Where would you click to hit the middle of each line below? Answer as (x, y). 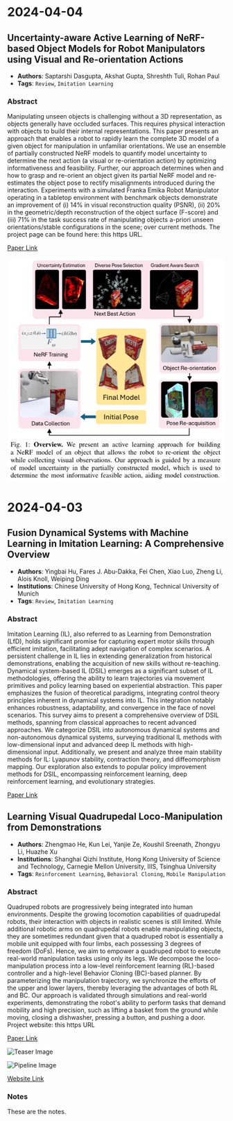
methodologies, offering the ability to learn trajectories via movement (106, 678)
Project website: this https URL (51, 1025)
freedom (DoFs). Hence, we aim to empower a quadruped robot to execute (114, 951)
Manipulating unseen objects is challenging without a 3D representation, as (115, 117)
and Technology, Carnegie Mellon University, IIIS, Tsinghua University (117, 866)
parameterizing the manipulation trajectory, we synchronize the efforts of (112, 981)
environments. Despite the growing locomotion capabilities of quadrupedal (114, 914)
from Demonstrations (54, 828)
